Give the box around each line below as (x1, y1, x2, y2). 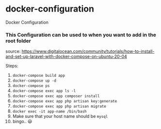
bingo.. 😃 (12, 118, 32, 124)
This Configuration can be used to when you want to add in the (5, 31, 157, 38)
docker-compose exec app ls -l (12, 88, 76, 94)
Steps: (5, 63, 18, 69)
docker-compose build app (12, 73, 65, 78)
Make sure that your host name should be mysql (12, 114, 108, 119)
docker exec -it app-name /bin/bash (12, 109, 87, 114)
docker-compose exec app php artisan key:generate (12, 99, 117, 104)
